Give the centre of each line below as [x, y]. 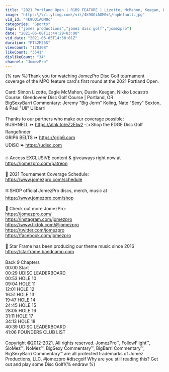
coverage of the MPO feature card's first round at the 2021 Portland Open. [82, 81]
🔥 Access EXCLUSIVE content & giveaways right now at [63, 158]
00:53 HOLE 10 [21, 278]
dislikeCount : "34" [26, 57]
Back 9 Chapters [23, 262]
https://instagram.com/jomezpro [39, 219]
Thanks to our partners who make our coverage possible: [65, 119]
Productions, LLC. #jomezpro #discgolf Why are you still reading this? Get [82, 359]
